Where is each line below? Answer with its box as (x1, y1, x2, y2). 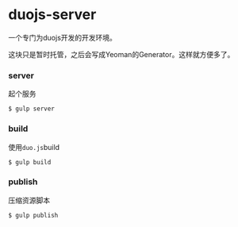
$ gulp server (8, 105, 56, 113)
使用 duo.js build (8, 142, 60, 152)
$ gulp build (8, 158, 52, 166)
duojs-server (8, 6, 97, 24)
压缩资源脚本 (8, 195, 50, 205)
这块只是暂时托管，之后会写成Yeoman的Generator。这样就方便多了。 (8, 49, 235, 59)
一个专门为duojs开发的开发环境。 (8, 33, 117, 42)
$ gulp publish (8, 211, 59, 219)
